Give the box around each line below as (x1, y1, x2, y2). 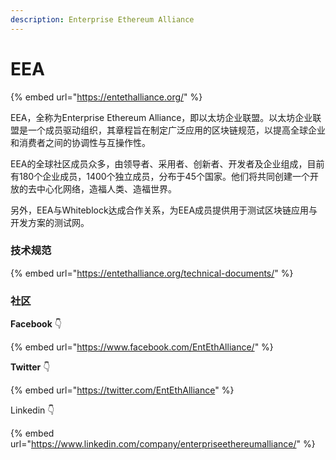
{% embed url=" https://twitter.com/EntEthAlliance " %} (10, 384, 235, 396)
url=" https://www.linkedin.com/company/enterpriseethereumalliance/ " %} (10, 438, 316, 450)
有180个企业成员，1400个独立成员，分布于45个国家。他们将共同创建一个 (10, 170, 310, 182)
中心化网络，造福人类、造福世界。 (36, 182, 177, 195)
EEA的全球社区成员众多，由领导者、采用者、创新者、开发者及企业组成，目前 (10, 157, 325, 170)
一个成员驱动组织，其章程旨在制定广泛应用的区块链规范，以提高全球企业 (27, 124, 326, 136)
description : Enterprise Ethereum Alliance (10, 14, 195, 25)
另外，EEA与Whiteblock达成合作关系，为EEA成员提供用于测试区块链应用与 (10, 204, 318, 216)
